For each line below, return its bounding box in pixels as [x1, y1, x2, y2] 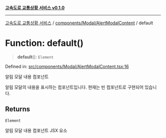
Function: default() [5, 38, 84, 49]
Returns [5, 105, 31, 113]
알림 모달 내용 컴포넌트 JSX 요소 [5, 127, 68, 133]
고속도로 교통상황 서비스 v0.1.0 [5, 5, 65, 10]
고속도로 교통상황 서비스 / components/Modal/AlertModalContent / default [5, 20, 153, 26]
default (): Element [17, 54, 54, 60]
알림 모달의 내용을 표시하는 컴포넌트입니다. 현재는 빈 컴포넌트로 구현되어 [5, 84, 144, 90]
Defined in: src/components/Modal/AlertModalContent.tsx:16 [5, 63, 129, 69]
